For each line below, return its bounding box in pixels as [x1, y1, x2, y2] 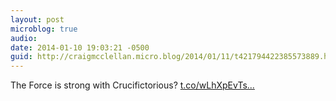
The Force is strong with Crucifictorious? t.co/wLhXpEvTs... [10, 79, 255, 91]
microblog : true [10, 24, 78, 34]
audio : [10, 33, 38, 43]
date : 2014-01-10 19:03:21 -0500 [10, 42, 150, 53]
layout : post [10, 14, 65, 25]
